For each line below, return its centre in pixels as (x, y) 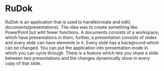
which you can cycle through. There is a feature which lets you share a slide (82, 53)
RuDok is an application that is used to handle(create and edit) (68, 22)
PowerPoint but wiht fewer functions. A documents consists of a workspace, (82, 32)
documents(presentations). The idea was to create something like (71, 27)
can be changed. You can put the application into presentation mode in (77, 48)
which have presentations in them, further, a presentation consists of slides (81, 37)
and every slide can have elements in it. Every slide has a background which (82, 42)
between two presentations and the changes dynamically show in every (78, 58)
